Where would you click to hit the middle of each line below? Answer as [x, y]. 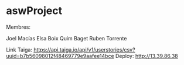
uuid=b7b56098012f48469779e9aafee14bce [60, 56]
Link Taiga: [19, 49]
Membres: [18, 27]
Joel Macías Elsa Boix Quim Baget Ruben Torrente [67, 38]
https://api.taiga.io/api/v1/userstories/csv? [84, 49]
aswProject [34, 11]
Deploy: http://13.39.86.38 [147, 56]
